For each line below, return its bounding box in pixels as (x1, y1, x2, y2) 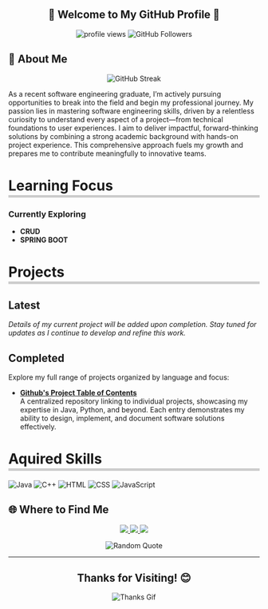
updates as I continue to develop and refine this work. (8, 328, 186, 338)
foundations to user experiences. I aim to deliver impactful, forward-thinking (8, 123, 258, 133)
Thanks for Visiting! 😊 (77, 571, 191, 585)
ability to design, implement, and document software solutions (19, 413, 225, 423)
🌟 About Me (8, 53, 68, 66)
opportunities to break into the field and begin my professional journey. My (8, 98, 254, 107)
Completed (8, 351, 65, 364)
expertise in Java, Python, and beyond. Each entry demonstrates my (19, 404, 245, 414)
